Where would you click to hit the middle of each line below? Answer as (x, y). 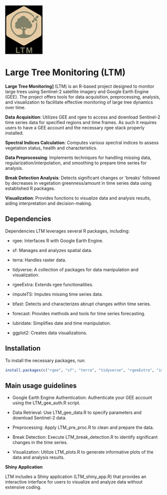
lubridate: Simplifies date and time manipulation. (62, 323)
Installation (23, 348)
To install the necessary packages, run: (45, 360)
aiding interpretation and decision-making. (49, 203)
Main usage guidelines (41, 386)
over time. (15, 107)
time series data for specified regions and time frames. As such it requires (81, 122)
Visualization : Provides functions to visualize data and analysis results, (78, 198)
